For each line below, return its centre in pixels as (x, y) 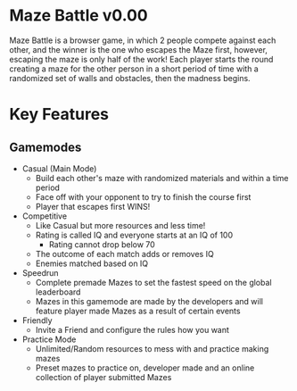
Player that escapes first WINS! (93, 206)
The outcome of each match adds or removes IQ (124, 254)
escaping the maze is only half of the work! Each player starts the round (141, 59)
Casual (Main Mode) (59, 168)
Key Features (59, 115)
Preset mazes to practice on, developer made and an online (145, 368)
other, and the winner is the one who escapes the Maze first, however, (138, 49)
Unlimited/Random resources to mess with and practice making (152, 348)
